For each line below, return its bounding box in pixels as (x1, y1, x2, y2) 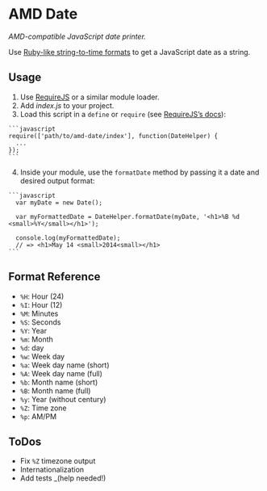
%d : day (19, 342, 44, 352)
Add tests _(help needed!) (19, 473, 106, 483)
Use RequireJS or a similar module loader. (19, 92, 160, 102)
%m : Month (19, 334, 54, 344)
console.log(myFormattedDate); (15, 233, 121, 242)
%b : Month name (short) (19, 377, 98, 387)
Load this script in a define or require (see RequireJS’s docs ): (19, 109, 226, 119)
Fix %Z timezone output (19, 456, 96, 466)
